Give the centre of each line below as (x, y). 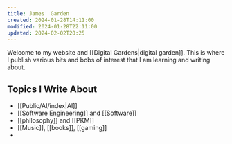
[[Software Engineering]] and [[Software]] (77, 113)
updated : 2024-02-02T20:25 (46, 33)
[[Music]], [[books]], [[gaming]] (62, 128)
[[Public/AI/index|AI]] (47, 106)
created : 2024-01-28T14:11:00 (51, 20)
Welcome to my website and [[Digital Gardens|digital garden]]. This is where (116, 53)
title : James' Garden (38, 13)
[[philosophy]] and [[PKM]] (56, 120)
